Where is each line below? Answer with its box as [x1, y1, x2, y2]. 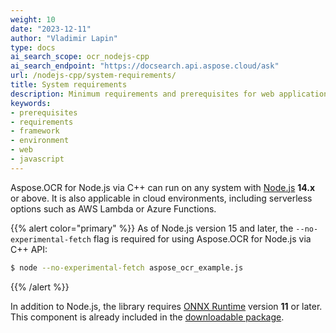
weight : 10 [10, 14, 56, 25]
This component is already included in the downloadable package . [10, 311, 285, 323]
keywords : [10, 98, 52, 108]
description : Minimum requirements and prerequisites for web [10, 89, 275, 99]
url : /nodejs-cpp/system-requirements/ [10, 71, 177, 81]
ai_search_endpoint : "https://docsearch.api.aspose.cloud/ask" [10, 61, 280, 71]
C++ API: [10, 243, 48, 255]
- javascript [10, 154, 65, 164]
